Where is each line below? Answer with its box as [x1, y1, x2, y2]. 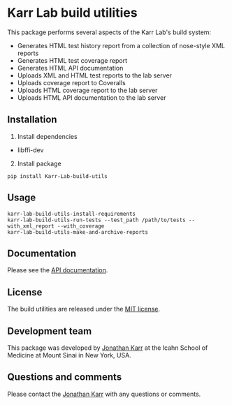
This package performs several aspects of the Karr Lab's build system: [7, 28, 212, 36]
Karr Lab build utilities [7, 5, 138, 21]
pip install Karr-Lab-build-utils [7, 172, 108, 179]
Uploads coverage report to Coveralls [17, 78, 126, 87]
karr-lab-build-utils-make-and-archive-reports [7, 228, 149, 235]
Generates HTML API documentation [17, 64, 124, 72]
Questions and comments [7, 371, 122, 383]
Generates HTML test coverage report [17, 56, 128, 64]
